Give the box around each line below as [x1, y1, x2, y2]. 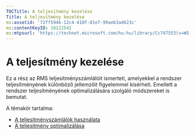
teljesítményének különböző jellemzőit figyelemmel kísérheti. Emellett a [6, 81, 177, 88]
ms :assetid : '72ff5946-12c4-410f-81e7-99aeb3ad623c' [6, 19, 137, 25]
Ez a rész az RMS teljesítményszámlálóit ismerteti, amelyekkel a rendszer [6, 75, 182, 82]
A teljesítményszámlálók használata [14, 116, 100, 123]
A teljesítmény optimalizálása [14, 122, 85, 129]
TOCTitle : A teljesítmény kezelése [6, 8, 93, 15]
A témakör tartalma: [6, 105, 54, 112]
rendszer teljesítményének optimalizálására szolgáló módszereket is [6, 87, 170, 94]
